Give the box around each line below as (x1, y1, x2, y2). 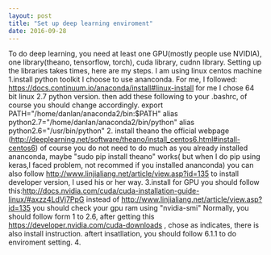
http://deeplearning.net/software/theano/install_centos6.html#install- (10, 135, 240, 144)
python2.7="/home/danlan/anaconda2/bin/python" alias (8, 118, 195, 127)
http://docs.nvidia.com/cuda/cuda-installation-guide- (22, 186, 200, 196)
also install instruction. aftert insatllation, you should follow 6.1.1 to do (8, 229, 236, 239)
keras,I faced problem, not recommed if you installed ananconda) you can (8, 161, 254, 170)
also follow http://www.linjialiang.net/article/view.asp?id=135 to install (8, 169, 240, 178)
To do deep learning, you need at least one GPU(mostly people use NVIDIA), (8, 49, 262, 59)
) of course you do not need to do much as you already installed (35, 143, 248, 153)
